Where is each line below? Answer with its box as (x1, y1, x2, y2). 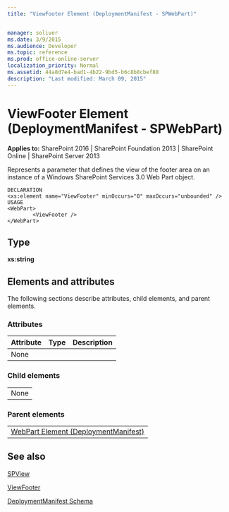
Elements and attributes (7, 275, 115, 287)
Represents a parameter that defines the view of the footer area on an (7, 165, 210, 174)
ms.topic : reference (7, 49, 68, 56)
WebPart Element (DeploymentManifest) (11, 427, 144, 436)
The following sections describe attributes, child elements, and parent (7, 294, 210, 303)
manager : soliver (7, 29, 58, 36)
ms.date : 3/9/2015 (7, 36, 61, 43)
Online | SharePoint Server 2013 (7, 151, 100, 160)
